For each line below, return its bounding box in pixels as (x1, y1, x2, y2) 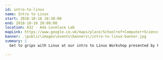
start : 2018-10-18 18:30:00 (5, 16, 62, 21)
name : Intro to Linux (5, 12, 49, 16)
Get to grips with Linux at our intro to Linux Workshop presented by (9, 43, 155, 48)
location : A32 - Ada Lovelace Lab (5, 25, 75, 30)
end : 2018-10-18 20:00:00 (5, 20, 57, 26)
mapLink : (5, 30, 23, 34)
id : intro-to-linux (5, 7, 45, 12)
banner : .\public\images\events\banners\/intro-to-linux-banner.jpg (5, 34, 147, 39)
